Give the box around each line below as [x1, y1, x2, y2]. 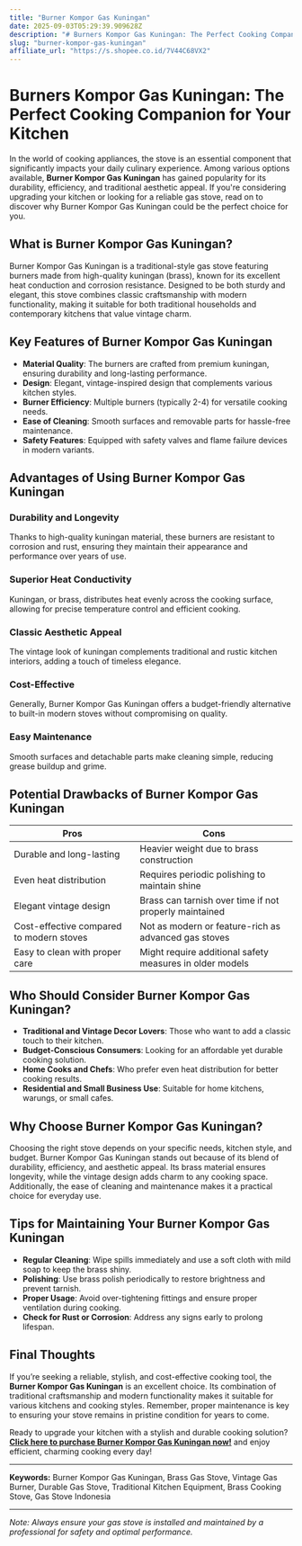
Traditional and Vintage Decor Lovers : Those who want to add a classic [22, 1026, 291, 1037]
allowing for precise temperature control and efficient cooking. [9, 603, 241, 614]
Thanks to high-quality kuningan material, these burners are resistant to [9, 532, 276, 542]
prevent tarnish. [22, 1282, 82, 1293]
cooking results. [22, 1074, 83, 1085]
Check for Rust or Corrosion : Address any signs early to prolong [22, 1311, 263, 1322]
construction [139, 853, 193, 866]
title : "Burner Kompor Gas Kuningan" [9, 13, 151, 22]
